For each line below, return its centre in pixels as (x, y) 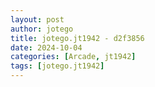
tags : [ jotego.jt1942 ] (57, 66)
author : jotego (42, 29)
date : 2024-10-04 (46, 47)
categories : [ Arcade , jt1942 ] (73, 57)
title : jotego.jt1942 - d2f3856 (77, 38)
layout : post (37, 19)
